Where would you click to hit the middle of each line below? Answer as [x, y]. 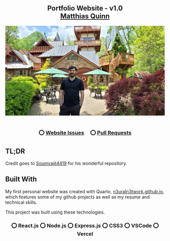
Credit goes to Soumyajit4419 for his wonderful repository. [66, 163]
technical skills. [21, 202]
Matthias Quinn [85, 16]
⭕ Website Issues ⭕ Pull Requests [85, 133]
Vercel [85, 234]
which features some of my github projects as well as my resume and [78, 197]
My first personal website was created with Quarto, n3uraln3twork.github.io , [85, 191]
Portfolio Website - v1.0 [85, 8]
